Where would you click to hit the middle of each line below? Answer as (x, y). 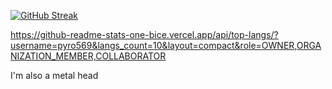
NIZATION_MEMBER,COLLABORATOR (88, 56)
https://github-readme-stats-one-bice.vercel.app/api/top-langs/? (144, 34)
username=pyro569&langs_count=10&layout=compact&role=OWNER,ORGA (166, 45)
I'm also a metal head (54, 75)
